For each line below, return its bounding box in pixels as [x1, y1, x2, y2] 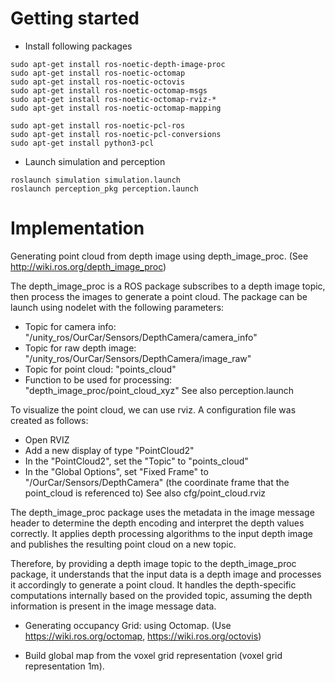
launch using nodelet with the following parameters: [10, 301, 225, 313]
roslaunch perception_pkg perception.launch [10, 183, 199, 194]
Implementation [10, 217, 145, 240]
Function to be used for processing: [24, 373, 173, 386]
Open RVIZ [24, 433, 70, 446]
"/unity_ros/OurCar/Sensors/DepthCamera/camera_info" [24, 331, 258, 343]
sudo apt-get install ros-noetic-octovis [10, 77, 186, 87]
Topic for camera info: [24, 320, 117, 332]
